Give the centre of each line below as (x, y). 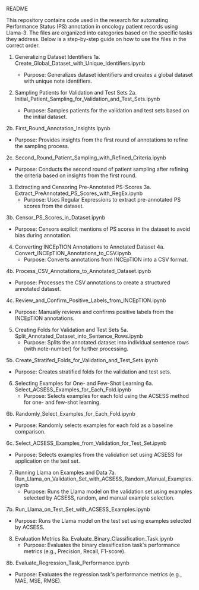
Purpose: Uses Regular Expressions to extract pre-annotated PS (102, 200)
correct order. (23, 45)
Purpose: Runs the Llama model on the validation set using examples (108, 491)
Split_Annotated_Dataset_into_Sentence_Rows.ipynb (79, 336)
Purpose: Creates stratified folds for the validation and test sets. (93, 372)
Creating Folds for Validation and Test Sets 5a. (72, 330)
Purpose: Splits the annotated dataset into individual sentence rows (106, 342)
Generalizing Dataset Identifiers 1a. (57, 57)
